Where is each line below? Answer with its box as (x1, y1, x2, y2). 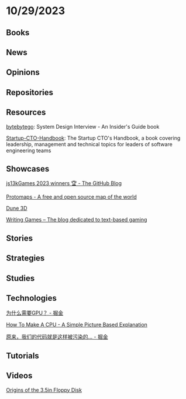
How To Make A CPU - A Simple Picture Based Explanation (6, 321, 148, 328)
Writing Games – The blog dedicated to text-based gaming (6, 216, 147, 223)
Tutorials (6, 351, 39, 361)
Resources (6, 108, 46, 118)
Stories (6, 233, 33, 243)
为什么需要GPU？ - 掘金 (6, 310, 64, 317)
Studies (6, 273, 35, 283)
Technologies (6, 293, 57, 303)
